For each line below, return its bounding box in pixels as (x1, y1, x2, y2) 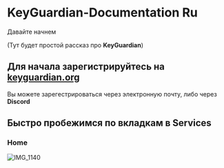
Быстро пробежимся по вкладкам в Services (7, 117, 212, 129)
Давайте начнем (7, 28, 57, 36)
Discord (7, 97, 30, 105)
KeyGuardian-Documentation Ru (7, 5, 198, 21)
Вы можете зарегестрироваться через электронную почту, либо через (7, 90, 217, 98)
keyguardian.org (7, 72, 81, 83)
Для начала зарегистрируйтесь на (7, 61, 165, 73)
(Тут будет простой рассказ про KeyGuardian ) (7, 41, 143, 49)
